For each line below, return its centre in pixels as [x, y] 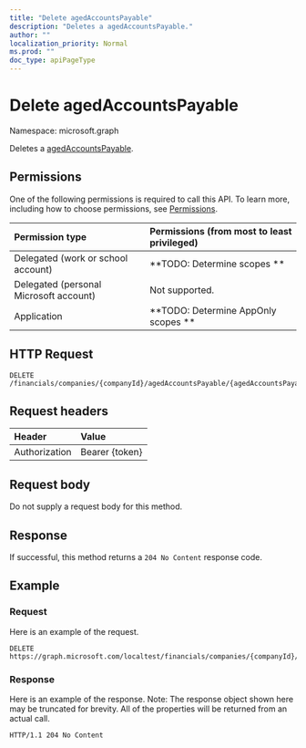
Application [38, 316]
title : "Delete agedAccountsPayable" [81, 18]
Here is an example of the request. [74, 631]
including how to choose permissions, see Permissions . [114, 208]
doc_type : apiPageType [52, 60]
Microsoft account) [55, 296]
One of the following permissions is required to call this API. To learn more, [150, 199]
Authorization [43, 452]
